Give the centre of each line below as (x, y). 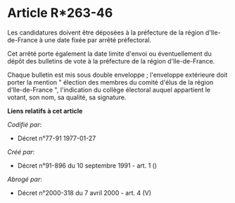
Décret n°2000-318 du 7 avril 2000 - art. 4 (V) (84, 192)
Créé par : (21, 152)
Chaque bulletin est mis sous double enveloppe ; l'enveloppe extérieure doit (118, 75)
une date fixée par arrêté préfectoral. (98, 39)
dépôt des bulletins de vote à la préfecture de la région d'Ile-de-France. (111, 61)
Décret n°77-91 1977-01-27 (57, 138)
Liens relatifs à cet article (45, 111)
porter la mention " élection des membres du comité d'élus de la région (110, 82)
